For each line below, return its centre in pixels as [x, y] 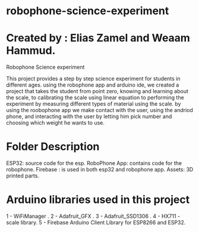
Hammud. [31, 51]
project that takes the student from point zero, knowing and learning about [97, 91]
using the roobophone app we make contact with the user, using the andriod [99, 110]
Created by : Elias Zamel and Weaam [98, 38]
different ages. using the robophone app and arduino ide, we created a [93, 85]
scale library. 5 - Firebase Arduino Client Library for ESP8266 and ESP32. [96, 223]
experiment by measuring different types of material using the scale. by [94, 104]
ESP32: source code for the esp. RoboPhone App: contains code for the [94, 163]
